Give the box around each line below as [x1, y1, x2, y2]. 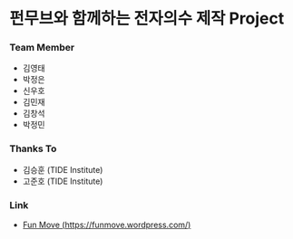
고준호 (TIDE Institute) [22, 176, 103, 186]
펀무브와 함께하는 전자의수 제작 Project [9, 8, 285, 29]
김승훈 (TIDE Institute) [22, 164, 103, 175]
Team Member [9, 42, 75, 54]
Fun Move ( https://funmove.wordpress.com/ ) [22, 219, 191, 231]
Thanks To [9, 142, 57, 155]
